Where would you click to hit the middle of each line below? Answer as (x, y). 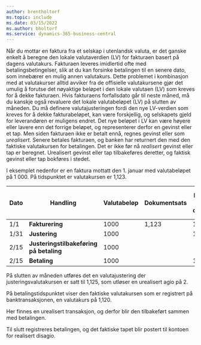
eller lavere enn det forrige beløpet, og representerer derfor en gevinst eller (99, 127)
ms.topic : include (29, 17)
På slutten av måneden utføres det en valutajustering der (76, 276)
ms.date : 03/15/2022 (32, 23)
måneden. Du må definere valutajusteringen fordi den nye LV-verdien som (97, 108)
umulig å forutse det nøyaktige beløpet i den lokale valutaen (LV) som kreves (100, 89)
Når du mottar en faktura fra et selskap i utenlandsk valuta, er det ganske (96, 51)
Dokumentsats (166, 203)
